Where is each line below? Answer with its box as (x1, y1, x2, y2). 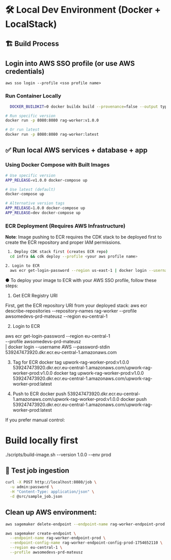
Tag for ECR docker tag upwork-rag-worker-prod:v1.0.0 (12, 359, 129, 365)
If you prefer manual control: (5, 417, 65, 423)
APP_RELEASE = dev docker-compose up (5, 210, 81, 215)
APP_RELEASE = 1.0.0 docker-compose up (5, 206, 85, 211)
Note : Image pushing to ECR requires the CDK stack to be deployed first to (5, 234, 162, 240)
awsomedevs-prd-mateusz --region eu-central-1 (5, 313, 108, 319)
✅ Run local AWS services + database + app (5, 146, 148, 155)
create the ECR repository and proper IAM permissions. (5, 239, 122, 245)
